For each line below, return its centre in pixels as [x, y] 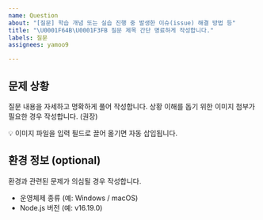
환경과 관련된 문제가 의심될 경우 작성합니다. [75, 181]
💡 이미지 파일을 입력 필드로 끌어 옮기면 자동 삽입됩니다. [93, 133]
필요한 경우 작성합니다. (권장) [53, 116]
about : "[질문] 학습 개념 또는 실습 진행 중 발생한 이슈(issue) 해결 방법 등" [122, 23]
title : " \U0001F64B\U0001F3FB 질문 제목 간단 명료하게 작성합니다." [111, 30]
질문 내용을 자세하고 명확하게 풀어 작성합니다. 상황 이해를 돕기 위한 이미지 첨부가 [132, 106]
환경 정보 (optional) [55, 160]
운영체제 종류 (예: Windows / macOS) [79, 198]
